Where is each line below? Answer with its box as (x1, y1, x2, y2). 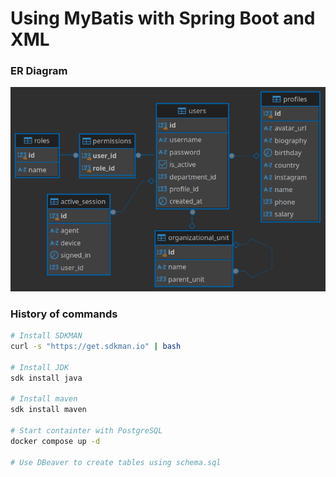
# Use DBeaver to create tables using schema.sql (10, 457, 222, 467)
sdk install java (10, 373, 83, 383)
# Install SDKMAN (10, 331, 83, 341)
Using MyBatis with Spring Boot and (10, 7, 316, 30)
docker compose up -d (10, 436, 101, 446)
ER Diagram (10, 64, 68, 78)
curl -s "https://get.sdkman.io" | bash (10, 342, 182, 352)
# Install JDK (10, 362, 70, 372)
